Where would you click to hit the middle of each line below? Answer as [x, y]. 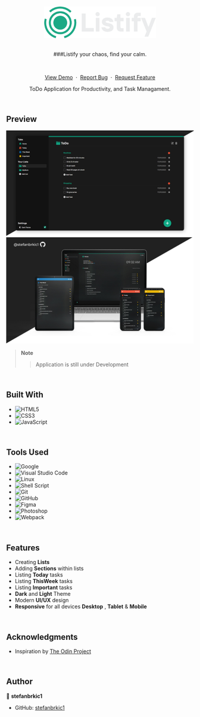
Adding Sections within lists [49, 569]
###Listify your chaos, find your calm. [100, 54]
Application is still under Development [82, 364]
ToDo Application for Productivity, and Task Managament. [100, 88]
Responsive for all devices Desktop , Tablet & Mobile [81, 606]
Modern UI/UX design [42, 600]
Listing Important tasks [43, 587]
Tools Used [27, 452]
